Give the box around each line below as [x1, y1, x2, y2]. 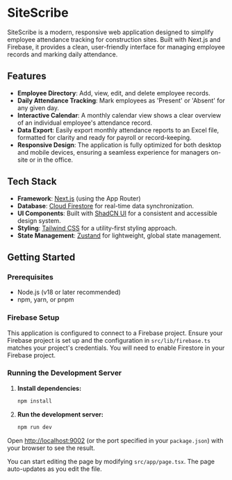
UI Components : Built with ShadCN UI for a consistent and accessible [17, 209, 217, 217]
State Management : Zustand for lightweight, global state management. [17, 231, 222, 240]
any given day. [17, 103, 59, 112]
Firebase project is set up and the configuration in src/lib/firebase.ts [7, 336, 210, 344]
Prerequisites [7, 272, 53, 281]
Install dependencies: [17, 384, 82, 392]
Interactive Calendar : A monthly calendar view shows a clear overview [17, 111, 222, 119]
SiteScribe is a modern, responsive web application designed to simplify [7, 28, 214, 36]
